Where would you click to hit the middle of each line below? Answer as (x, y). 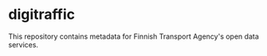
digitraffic (42, 15)
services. (23, 44)
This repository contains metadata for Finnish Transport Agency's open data (133, 36)
